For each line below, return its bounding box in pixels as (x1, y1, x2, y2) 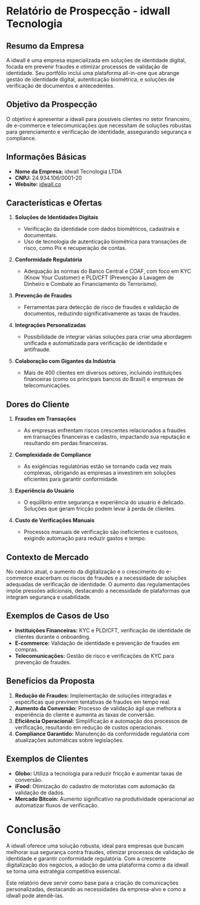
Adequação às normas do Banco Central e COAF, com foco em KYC (23, 268, 192, 275)
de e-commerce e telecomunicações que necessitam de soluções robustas (6, 122, 192, 129)
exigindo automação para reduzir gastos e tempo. (23, 535, 147, 542)
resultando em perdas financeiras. (23, 439, 109, 447)
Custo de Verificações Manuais (14, 517, 95, 524)
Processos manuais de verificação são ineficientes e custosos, (23, 529, 179, 536)
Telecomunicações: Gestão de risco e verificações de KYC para (14, 652, 174, 659)
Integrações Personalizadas (14, 322, 87, 329)
